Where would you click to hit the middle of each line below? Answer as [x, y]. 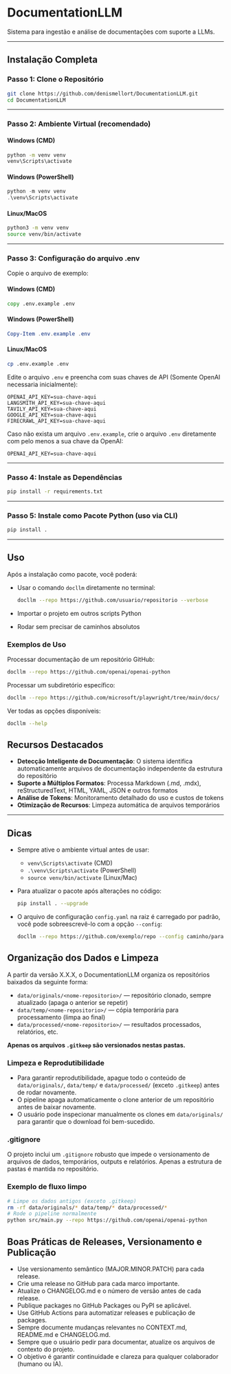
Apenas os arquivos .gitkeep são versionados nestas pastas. [96, 1045]
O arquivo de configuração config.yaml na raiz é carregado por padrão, [119, 917]
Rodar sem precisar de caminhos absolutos [78, 626]
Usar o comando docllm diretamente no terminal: [86, 587]
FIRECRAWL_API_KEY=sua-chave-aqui [57, 421]
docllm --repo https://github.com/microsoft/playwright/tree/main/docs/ [113, 698]
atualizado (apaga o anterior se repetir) [73, 1002]
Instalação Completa [53, 60]
